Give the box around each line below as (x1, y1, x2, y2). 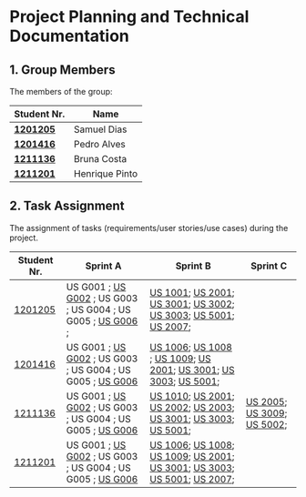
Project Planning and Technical (9, 6, 250, 27)
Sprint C (250, 259, 288, 272)
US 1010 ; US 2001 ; (149, 390, 235, 402)
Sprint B (175, 259, 211, 272)
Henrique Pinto (74, 167, 138, 179)
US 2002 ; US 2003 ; (149, 401, 235, 413)
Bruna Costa (74, 153, 127, 165)
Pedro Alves (74, 138, 126, 150)
